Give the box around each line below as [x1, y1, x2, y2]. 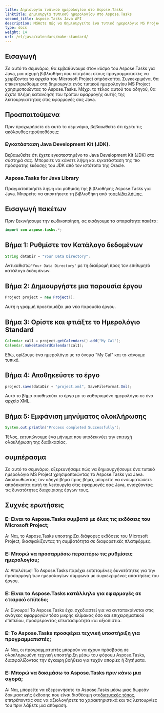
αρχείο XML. [5, 398, 31, 404]
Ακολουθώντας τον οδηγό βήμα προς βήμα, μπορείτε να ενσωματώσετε [5, 476, 152, 482]
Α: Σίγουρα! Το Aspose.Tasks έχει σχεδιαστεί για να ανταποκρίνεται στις [5, 607, 154, 613]
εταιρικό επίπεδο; [5, 596, 49, 603]
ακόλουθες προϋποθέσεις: [5, 129, 60, 135]
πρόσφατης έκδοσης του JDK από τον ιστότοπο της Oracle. [5, 162, 125, 168]
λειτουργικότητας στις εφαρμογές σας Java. [5, 96, 96, 102]
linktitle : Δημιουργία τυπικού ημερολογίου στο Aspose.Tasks [5, 12, 132, 17]
